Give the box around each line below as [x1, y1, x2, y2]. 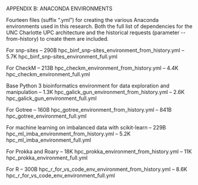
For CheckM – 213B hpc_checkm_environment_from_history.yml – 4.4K [6, 64, 178, 72]
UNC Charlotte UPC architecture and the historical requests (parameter [6, 29, 180, 36]
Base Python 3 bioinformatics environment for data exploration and [6, 82, 170, 89]
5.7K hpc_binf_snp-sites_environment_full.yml [6, 53, 118, 60]
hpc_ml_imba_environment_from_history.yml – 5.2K [6, 130, 131, 137]
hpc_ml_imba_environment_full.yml [6, 137, 92, 144]
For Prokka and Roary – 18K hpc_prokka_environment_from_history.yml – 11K [6, 148, 192, 155]
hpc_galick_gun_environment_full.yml [6, 95, 97, 102]
